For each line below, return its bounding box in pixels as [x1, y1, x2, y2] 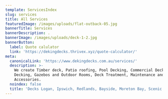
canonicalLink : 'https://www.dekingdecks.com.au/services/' [9, 58, 137, 63]
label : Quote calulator [9, 44, 59, 49]
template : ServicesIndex [5, 7, 57, 12]
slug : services [5, 12, 37, 17]
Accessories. [14, 77, 41, 82]
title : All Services [5, 16, 48, 21]
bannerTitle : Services [5, 26, 52, 31]
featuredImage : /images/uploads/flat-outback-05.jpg [5, 21, 117, 26]
